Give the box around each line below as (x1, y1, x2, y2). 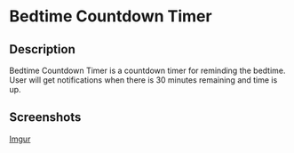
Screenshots (9, 109, 82, 125)
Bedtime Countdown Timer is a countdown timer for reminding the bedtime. (9, 65, 286, 76)
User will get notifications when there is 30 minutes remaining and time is (9, 75, 278, 85)
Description (9, 42, 75, 57)
